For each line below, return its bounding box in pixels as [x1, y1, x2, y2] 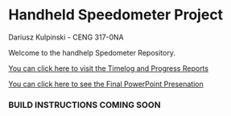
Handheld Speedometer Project [8, 6, 224, 24]
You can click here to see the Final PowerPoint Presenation [8, 79, 204, 89]
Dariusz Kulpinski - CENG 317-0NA [8, 32, 125, 42]
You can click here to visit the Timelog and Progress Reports [8, 63, 209, 73]
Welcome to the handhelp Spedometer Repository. [8, 48, 175, 57]
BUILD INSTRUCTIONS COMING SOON [8, 99, 161, 110]
